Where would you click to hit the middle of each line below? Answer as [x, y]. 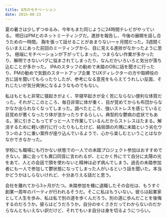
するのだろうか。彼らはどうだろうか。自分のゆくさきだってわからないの [79, 204]
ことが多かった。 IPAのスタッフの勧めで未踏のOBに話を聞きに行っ [82, 66]
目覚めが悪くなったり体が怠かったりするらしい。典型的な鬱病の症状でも [79, 114]
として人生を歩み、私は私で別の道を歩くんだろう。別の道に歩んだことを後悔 [83, 198]
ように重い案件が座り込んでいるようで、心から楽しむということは [86, 133]
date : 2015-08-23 [23, 14]
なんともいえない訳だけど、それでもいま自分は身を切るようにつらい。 [81, 210]
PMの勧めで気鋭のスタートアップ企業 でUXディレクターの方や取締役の [86, 73]
